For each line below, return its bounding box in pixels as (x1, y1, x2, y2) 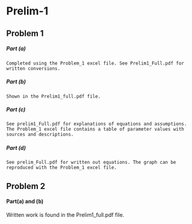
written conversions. (6, 65, 61, 72)
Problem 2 (6, 181, 46, 191)
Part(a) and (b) (6, 198, 44, 205)
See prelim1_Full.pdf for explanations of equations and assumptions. (6, 121, 187, 127)
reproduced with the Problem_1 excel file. (6, 164, 117, 171)
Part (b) (6, 78, 26, 86)
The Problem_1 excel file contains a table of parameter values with (6, 126, 185, 132)
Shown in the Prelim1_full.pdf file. (6, 93, 101, 99)
